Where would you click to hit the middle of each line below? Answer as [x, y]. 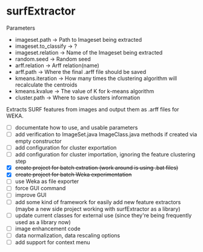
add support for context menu [52, 242]
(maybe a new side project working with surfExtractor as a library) [98, 209]
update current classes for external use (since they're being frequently [103, 215]
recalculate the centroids [46, 85]
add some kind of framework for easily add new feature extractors [98, 202]
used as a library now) [43, 222]
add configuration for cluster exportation [66, 148]
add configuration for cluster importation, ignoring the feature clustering [105, 154]
